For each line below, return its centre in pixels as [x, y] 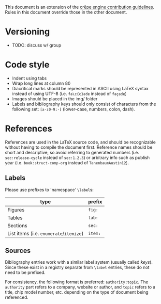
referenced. [17, 297]
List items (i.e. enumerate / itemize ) [45, 233]
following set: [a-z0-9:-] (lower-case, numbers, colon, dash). [73, 109]
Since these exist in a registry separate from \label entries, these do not [77, 267]
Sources [18, 251]
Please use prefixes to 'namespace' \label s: [49, 190]
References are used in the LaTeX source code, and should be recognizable [80, 142]
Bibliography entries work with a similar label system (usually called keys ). [79, 262]
